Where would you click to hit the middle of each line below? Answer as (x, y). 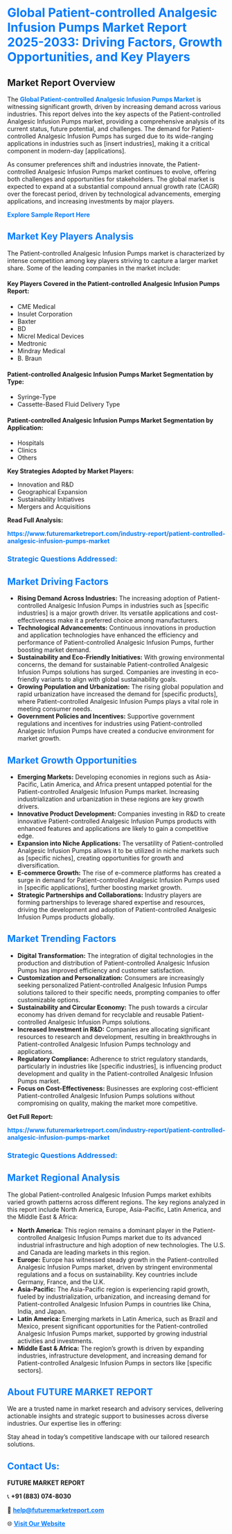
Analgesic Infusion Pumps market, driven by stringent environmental (115, 1267)
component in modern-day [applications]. (67, 151)
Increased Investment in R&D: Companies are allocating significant (114, 1029)
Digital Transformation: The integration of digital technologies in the (115, 955)
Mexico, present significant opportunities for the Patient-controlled (113, 1326)
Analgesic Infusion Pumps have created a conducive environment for (116, 731)
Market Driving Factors (58, 581)
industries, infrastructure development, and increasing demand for (112, 1356)
